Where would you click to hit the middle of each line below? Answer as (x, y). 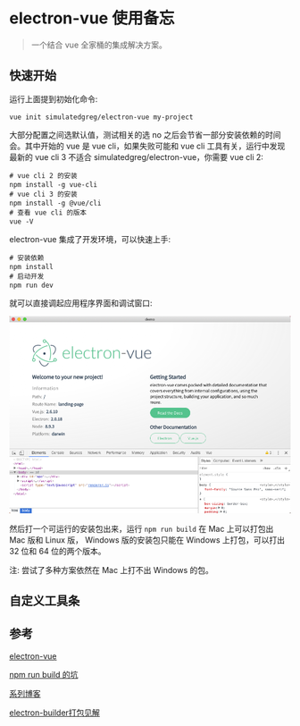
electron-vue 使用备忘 (92, 18)
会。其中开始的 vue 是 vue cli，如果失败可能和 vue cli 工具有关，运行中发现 (147, 146)
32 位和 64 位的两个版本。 (58, 551)
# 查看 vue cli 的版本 (48, 212)
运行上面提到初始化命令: (54, 98)
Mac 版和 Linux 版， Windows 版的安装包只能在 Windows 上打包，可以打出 (147, 540)
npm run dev (31, 285)
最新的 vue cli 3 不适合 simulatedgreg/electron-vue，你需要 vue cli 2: (136, 156)
